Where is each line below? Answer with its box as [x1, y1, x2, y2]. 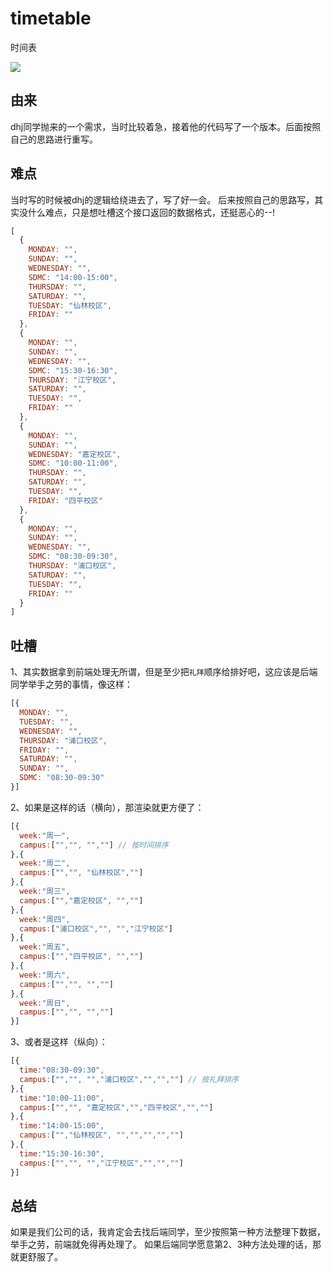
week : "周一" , [19, 830, 71, 841]
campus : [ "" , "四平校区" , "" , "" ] [19, 952, 144, 962]
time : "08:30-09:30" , [19, 1065, 105, 1075]
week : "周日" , [19, 998, 71, 1008]
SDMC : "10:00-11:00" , [28, 458, 118, 469]
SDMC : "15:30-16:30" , [28, 365, 118, 376]
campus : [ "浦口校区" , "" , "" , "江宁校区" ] [19, 923, 173, 934]
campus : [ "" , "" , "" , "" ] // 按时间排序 [19, 840, 169, 850]
